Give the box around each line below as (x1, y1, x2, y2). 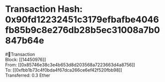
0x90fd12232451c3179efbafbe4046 (5, 14, 159, 25)
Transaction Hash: (5, 3, 83, 15)
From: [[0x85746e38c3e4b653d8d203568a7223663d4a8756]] (5, 62, 135, 68)
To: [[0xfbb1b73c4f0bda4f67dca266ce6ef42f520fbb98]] (5, 67, 123, 73)
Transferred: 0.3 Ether (5, 72, 51, 78)
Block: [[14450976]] (5, 56, 46, 62)
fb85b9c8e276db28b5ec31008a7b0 (5, 25, 160, 36)
